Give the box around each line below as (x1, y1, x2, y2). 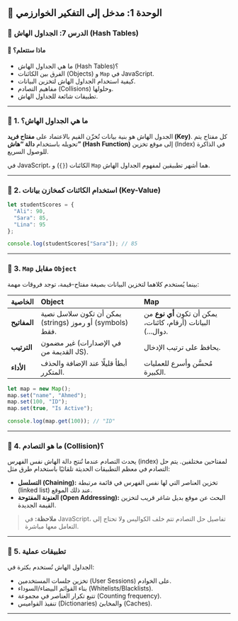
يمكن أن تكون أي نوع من (144, 309, 217, 319)
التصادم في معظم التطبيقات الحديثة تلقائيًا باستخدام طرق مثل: (7, 465, 171, 473)
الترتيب (11, 342, 33, 352)
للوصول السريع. (7, 147, 50, 156)
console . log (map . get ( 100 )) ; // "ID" (7, 418, 115, 425)
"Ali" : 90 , (13, 207, 46, 215)
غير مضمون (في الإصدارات (40, 338, 122, 348)
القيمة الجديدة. (17, 501, 57, 510)
